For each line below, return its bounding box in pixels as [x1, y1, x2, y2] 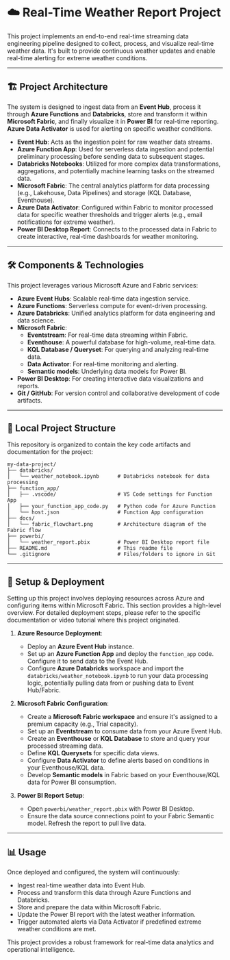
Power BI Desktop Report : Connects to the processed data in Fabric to [16, 225, 217, 233]
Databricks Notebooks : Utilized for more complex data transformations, [16, 160, 221, 168]
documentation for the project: [7, 448, 94, 456]
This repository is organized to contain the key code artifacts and [7, 440, 191, 449]
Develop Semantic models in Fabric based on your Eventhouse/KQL [27, 771, 220, 779]
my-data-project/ [7, 461, 57, 468]
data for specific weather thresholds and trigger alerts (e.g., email [16, 210, 203, 218]
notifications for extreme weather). [16, 218, 116, 226]
